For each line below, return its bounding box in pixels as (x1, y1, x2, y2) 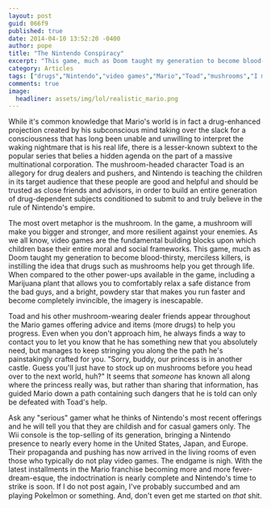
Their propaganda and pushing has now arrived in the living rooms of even (8, 447, 256, 457)
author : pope (8, 42, 52, 50)
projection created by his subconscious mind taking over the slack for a (8, 125, 246, 135)
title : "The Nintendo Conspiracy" (8, 49, 125, 57)
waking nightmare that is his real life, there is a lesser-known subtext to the (8, 142, 258, 152)
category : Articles (8, 65, 74, 73)
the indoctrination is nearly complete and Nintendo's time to (57, 473, 256, 483)
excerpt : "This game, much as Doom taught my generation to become (8, 57, 240, 66)
